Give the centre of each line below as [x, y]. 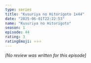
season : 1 [15, 28]
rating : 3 [15, 37]
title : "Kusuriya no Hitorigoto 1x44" [45, 14]
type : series [18, 10]
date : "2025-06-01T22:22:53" [35, 19]
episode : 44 [17, 32]
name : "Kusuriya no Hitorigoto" [38, 23]
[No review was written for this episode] [46, 55]
